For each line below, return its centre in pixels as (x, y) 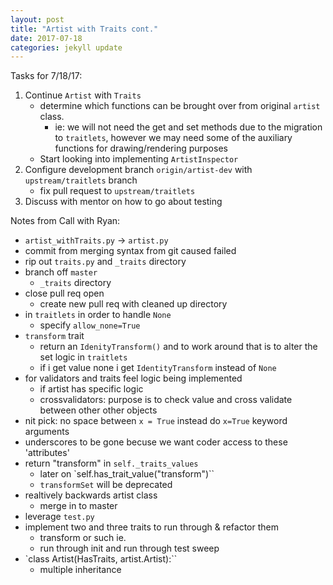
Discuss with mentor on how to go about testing (123, 202)
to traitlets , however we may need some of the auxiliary (173, 138)
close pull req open (64, 293)
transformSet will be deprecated (106, 485)
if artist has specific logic (91, 389)
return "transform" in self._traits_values (111, 463)
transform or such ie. (83, 538)
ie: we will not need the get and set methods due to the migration (188, 127)
